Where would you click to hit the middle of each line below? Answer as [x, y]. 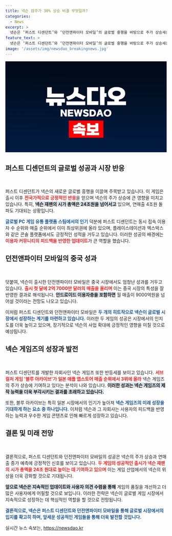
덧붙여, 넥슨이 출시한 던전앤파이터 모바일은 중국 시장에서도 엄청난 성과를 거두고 [84, 282]
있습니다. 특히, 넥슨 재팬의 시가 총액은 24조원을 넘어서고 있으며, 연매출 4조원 [81, 204]
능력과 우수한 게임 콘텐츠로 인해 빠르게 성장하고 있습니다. [71, 415]
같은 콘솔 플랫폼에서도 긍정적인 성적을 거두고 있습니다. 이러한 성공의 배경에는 [87, 234]
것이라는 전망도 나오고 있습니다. [46, 301]
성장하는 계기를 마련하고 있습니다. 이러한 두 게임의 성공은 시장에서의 [86, 318]
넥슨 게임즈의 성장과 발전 [42, 349]
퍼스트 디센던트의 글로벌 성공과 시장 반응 [65, 168]
